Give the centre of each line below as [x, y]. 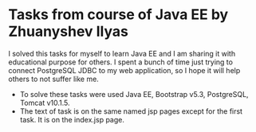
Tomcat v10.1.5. [45, 103]
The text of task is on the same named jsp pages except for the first [131, 111]
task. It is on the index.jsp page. [72, 119]
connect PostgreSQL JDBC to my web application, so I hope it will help [124, 70]
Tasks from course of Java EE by [118, 15]
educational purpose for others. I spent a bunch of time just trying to [121, 62]
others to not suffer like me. [54, 79]
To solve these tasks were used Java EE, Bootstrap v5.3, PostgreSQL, [134, 94]
